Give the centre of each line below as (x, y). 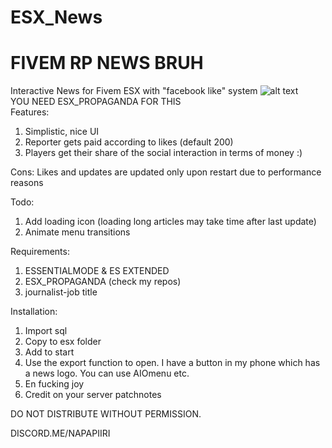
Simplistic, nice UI (62, 132)
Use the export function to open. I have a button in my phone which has (172, 363)
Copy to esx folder (63, 342)
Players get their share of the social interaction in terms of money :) (163, 153)
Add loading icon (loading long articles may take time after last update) (170, 222)
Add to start (49, 352)
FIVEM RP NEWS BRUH (107, 63)
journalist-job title (61, 292)
